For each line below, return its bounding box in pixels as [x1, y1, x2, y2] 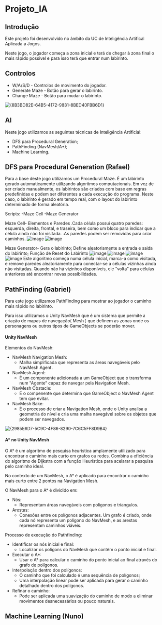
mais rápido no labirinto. [5, 303, 53, 309]
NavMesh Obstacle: [12, 385, 52, 391]
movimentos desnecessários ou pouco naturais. [19, 598, 115, 604]
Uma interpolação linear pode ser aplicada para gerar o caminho [19, 577, 148, 583]
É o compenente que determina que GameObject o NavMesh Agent [19, 390, 154, 397]
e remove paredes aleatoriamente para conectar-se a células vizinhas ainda [5, 261, 156, 267]
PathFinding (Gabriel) [5, 285, 71, 294]
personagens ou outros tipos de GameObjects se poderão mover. [5, 323, 135, 329]
